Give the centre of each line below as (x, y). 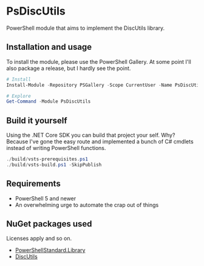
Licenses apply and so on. (39, 239)
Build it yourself (37, 121)
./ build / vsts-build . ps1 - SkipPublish (54, 165)
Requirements (33, 184)
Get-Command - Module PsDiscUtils (49, 101)
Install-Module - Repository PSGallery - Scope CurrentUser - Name (89, 85)
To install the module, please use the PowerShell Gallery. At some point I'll (99, 61)
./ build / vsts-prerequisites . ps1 (47, 159)
